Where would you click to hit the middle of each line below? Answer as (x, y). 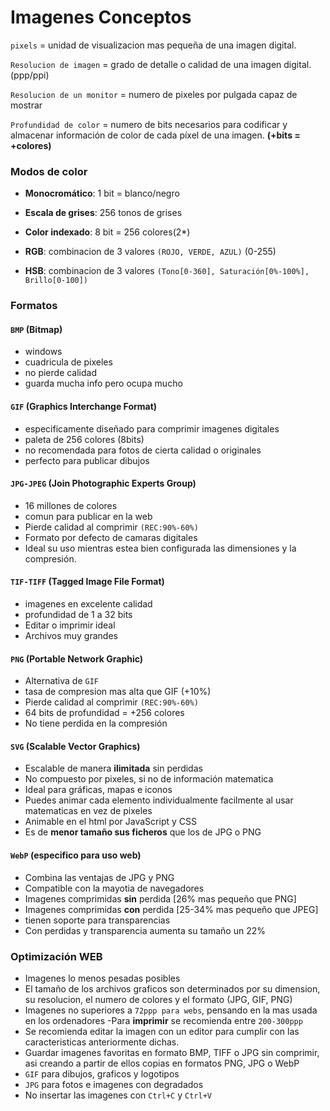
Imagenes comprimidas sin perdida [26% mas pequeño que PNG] (160, 898)
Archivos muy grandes (71, 635)
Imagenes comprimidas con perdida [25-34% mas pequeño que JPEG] (171, 909)
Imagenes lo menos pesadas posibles (102, 978)
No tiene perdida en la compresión (96, 723)
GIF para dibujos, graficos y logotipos (102, 1073)
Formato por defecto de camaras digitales (111, 537)
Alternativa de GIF (62, 681)
